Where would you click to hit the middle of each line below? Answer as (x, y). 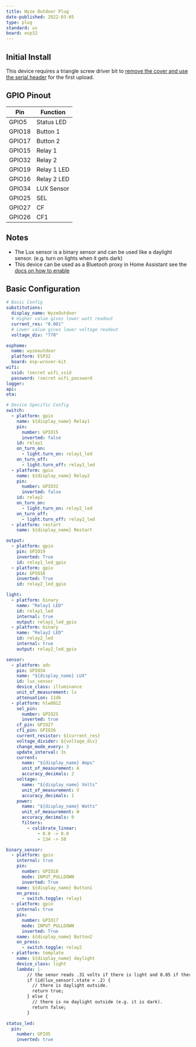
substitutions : (24, 308)
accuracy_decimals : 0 (48, 817)
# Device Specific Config (37, 405)
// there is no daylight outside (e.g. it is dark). (97, 1002)
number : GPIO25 (40, 714)
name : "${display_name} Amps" (58, 763)
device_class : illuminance (49, 687)
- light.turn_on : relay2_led (57, 508)
